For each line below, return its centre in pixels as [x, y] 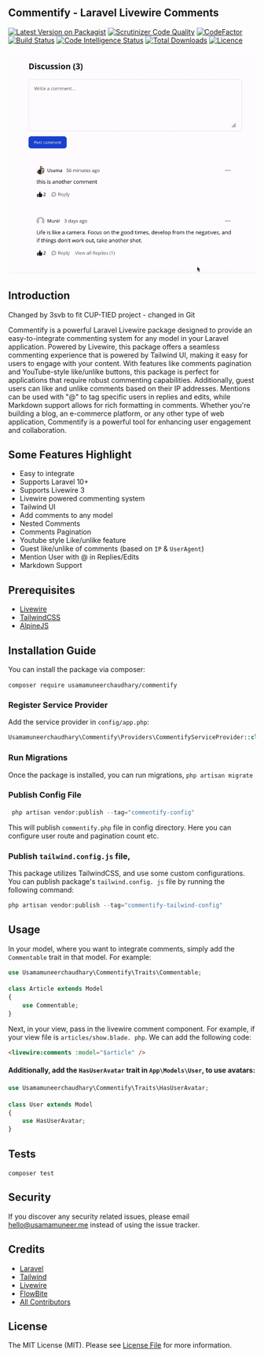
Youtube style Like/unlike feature [73, 541]
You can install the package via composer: [77, 669]
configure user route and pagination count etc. [84, 835]
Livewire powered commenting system [82, 499]
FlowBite [34, 1293]
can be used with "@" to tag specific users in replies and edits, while [119, 397]
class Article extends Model [56, 989]
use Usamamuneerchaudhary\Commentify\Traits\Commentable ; [105, 972]
